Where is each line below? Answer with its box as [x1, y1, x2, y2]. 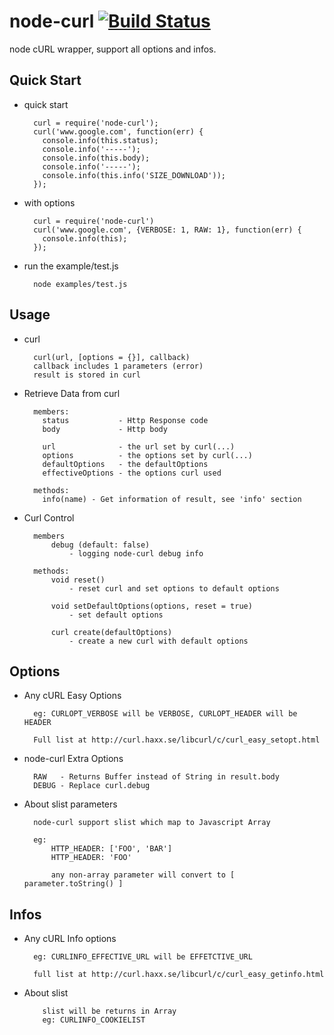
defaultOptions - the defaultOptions [42, 459, 209, 469]
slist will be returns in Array [42, 1006, 177, 1017]
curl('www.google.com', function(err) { [33, 126, 204, 137]
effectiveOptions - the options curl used [42, 468, 222, 478]
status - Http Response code [42, 415, 209, 425]
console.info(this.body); [42, 153, 151, 163]
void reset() [50, 575, 106, 585]
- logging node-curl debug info [68, 548, 204, 559]
